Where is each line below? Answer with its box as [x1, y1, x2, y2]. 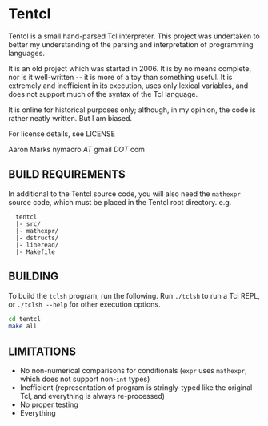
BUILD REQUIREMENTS [8, 167, 126, 181]
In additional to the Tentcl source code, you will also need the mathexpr [8, 189, 242, 199]
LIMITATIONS [8, 344, 77, 358]
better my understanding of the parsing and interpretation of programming [8, 39, 254, 49]
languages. [8, 48, 46, 58]
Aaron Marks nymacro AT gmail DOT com [8, 144, 146, 154]
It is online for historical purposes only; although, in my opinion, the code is [8, 105, 256, 115]
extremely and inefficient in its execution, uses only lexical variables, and [8, 81, 249, 90]
